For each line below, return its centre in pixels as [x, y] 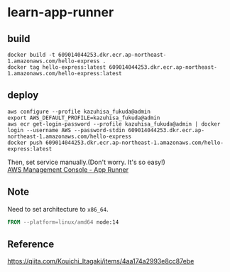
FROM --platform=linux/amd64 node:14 [63, 222]
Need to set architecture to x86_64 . [58, 209]
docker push [25, 143]
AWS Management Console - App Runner [68, 169]
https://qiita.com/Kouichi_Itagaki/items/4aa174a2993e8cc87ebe [101, 261]
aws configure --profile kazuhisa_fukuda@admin [79, 111]
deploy [23, 96]
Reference [31, 244]
